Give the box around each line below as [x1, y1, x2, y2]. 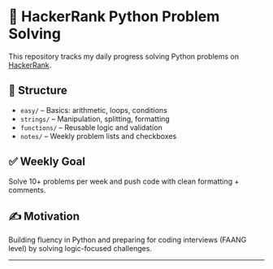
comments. [8, 184, 46, 194]
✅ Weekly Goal [8, 154, 85, 169]
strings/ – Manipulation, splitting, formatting [19, 114, 171, 124]
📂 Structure [8, 84, 67, 98]
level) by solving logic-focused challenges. [8, 244, 153, 254]
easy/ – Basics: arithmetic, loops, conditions [19, 105, 168, 115]
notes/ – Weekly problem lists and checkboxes [19, 131, 177, 141]
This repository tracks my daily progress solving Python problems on [8, 51, 240, 61]
